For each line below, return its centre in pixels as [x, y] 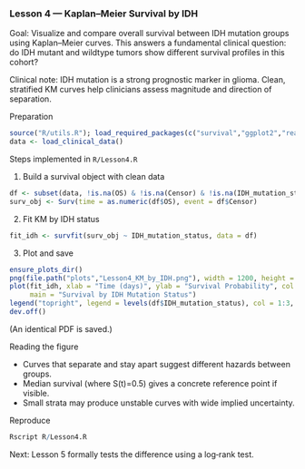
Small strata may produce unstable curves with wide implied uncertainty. [158, 403]
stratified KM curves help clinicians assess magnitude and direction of [141, 90]
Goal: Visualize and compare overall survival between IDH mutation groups [149, 34]
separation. [30, 99]
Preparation [31, 117]
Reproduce [30, 420]
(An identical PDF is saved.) [61, 328]
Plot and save [48, 253]
